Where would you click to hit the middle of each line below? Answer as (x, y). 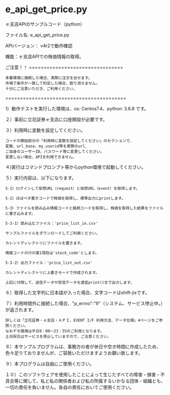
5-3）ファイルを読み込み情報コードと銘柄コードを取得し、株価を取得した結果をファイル (84, 208)
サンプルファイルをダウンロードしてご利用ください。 (53, 233)
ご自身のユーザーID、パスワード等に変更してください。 (55, 151)
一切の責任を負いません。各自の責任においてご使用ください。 (70, 387)
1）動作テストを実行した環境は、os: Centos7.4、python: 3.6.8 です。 (77, 108)
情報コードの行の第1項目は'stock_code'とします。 (52, 253)
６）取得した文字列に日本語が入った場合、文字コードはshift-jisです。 (78, 292)
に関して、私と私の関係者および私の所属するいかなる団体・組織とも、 (92, 381)
